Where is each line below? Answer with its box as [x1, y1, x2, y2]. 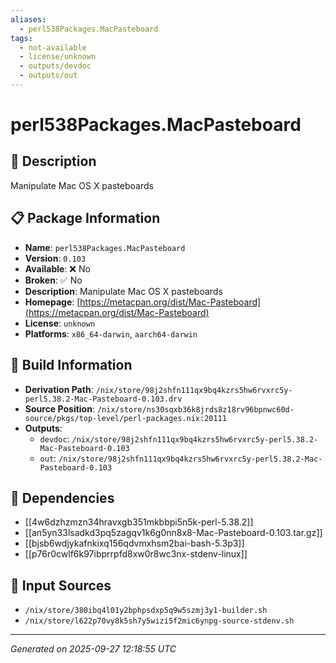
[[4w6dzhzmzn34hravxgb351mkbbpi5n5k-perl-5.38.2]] [24, 516, 254, 528]
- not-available [19, 42, 87, 53]
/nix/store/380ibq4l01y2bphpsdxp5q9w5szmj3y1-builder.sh [24, 606, 268, 616]
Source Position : [24, 402, 95, 415]
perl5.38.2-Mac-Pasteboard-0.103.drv [24, 394, 183, 404]
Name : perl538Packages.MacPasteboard [24, 241, 186, 253]
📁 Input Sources [10, 577, 112, 594]
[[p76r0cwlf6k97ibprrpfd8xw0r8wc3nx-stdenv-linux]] [24, 548, 248, 560]
